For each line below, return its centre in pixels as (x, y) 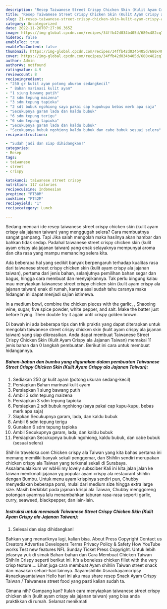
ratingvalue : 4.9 (24, 70)
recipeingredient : (25, 79)
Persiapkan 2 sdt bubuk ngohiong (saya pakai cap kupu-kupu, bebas (83, 406)
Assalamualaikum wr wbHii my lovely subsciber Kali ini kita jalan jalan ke (79, 468)
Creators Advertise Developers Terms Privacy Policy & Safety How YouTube (83, 544)
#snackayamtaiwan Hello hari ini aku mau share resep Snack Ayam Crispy (81, 576)
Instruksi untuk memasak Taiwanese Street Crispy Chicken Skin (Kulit (79, 512)
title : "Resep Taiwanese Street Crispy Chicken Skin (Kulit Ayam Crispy (82, 14)
